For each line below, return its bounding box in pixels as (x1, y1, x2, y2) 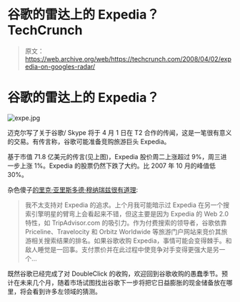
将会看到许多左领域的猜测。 (19, 287, 101, 296)
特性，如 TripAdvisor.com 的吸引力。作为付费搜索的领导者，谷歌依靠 (24, 218, 227, 227)
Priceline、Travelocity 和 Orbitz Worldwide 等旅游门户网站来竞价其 (24, 227, 221, 236)
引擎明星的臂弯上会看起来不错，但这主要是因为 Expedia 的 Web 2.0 (31, 209, 229, 218)
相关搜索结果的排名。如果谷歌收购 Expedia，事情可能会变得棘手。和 (31, 236, 232, 245)
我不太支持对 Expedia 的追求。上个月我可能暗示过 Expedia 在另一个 (24, 201, 224, 209)
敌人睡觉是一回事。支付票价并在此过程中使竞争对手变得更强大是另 (24, 245, 219, 253)
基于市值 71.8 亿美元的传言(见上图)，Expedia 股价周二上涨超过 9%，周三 (7, 152, 221, 161)
